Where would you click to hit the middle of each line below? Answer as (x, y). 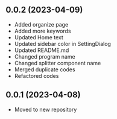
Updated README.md (42, 50)
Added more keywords (43, 31)
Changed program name (45, 56)
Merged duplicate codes (45, 69)
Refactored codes (36, 76)
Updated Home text (39, 37)
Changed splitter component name (58, 63)
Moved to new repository (46, 109)
